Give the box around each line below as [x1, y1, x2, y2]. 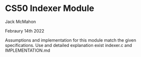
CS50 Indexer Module [5, 3, 94, 14]
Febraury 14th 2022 [5, 28, 45, 34]
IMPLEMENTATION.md [5, 47, 50, 53]
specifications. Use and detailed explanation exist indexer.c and [5, 42, 132, 48]
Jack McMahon [5, 19, 36, 24]
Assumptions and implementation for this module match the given [5, 37, 137, 43]
